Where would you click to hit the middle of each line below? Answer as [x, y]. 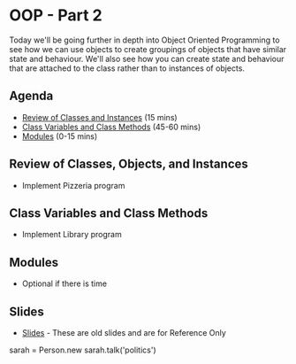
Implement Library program [72, 235]
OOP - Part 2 [56, 15]
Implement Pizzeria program [73, 185]
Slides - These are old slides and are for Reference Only [124, 333]
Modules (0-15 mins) [60, 136]
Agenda [31, 96]
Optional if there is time [65, 283]
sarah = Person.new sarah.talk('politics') [83, 350]
